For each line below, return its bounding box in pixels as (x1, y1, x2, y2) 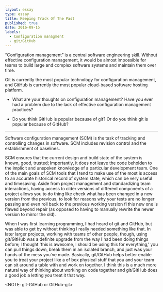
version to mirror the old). (5, 211, 56, 217)
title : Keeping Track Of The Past (5, 16, 75, 21)
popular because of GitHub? (12, 121, 69, 127)
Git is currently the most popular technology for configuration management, (5, 77, 157, 82)
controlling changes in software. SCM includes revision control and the (5, 140, 147, 146)
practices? (12, 107, 33, 112)
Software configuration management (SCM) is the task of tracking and (5, 135, 146, 141)
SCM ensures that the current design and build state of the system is (5, 154, 143, 160)
